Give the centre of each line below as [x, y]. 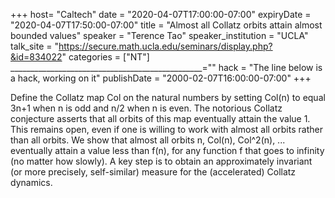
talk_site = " [35, 46]
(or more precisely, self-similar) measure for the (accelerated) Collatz [153, 172]
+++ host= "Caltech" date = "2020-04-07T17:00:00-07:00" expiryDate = [161, 14]
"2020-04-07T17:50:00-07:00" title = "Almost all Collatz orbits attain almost [166, 25]
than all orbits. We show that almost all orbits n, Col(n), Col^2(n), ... [148, 140]
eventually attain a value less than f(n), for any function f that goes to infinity [167, 150]
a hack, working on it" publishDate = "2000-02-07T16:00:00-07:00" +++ [161, 78]
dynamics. [31, 182]
